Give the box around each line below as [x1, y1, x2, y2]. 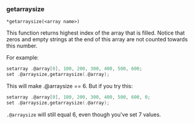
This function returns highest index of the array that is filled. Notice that [6, 29, 185, 36]
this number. [6, 42, 38, 50]
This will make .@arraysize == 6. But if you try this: [6, 83, 133, 90]
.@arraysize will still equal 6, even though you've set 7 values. [6, 111, 161, 118]
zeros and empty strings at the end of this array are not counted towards [6, 36, 188, 43]
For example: [6, 54, 39, 61]
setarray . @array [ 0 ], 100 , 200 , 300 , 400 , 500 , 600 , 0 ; [6, 94, 150, 100]
